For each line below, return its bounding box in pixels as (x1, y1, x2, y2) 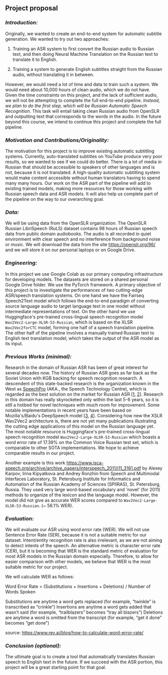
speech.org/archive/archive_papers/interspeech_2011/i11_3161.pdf (5, 465, 141, 471)
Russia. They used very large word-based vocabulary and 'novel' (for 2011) (5, 486, 160, 492)
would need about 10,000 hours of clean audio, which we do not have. (5, 87, 150, 93)
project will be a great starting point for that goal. (5, 664, 106, 670)
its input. (5, 340, 24, 346)
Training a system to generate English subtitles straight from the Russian (12, 66, 162, 72)
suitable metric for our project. (5, 564, 68, 570)
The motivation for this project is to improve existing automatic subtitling (5, 148, 154, 154)
